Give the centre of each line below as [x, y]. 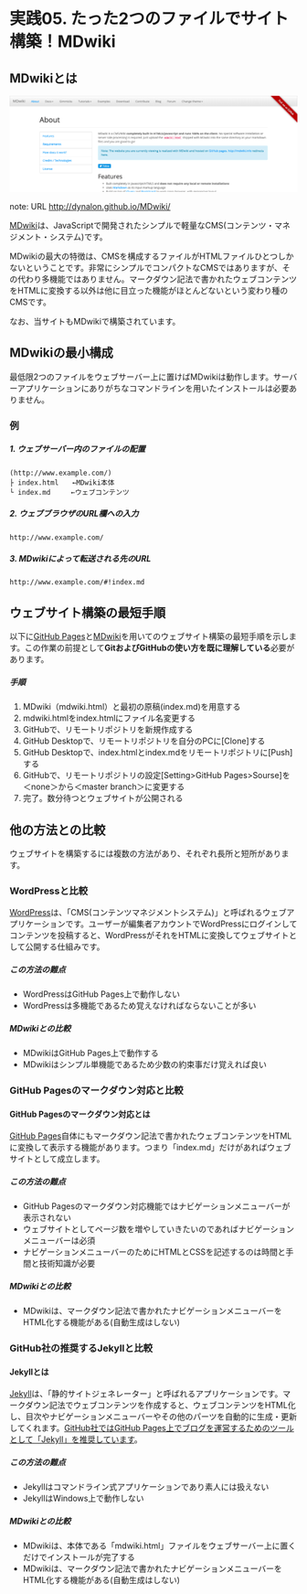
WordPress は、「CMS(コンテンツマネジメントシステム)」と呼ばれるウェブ [148, 913]
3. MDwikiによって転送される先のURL [80, 559]
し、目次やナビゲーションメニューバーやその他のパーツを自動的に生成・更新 [153, 1417]
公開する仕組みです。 [65, 947]
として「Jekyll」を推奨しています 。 [76, 1439]
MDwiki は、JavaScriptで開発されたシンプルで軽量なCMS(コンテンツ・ [142, 225]
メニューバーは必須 [59, 1241]
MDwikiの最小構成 [62, 353]
